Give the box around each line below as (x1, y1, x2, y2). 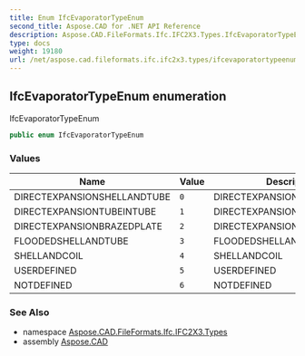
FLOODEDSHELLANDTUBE (14, 235, 129, 247)
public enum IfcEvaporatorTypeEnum (9, 130, 144, 140)
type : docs (9, 38, 51, 48)
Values (9, 151, 41, 164)
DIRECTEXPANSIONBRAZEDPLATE (14, 219, 163, 232)
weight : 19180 (9, 47, 64, 56)
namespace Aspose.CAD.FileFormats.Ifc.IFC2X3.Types (22, 327, 229, 338)
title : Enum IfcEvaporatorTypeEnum (9, 13, 144, 23)
